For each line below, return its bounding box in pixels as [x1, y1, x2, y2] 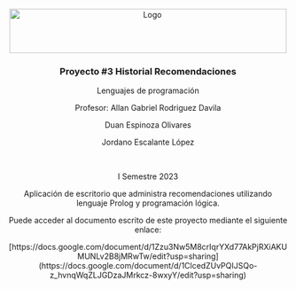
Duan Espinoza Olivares [105, 120, 191, 130]
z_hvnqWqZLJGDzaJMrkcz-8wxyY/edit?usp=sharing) [49, 269, 247, 281]
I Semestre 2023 [117, 171, 179, 182]
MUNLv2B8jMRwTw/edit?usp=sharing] [77, 251, 219, 262]
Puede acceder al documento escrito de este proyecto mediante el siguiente [8, 215, 288, 226]
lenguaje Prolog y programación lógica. [75, 198, 221, 208]
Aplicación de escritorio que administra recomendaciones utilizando [24, 189, 272, 199]
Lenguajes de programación [96, 85, 200, 96]
